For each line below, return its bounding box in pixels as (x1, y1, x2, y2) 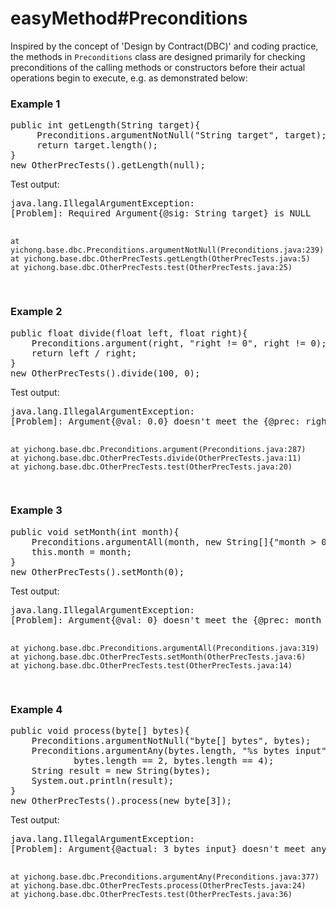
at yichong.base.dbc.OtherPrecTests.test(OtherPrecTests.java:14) (10, 660, 293, 671)
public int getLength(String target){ (10, 120, 201, 131)
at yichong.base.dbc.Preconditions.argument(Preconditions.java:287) (10, 444, 307, 454)
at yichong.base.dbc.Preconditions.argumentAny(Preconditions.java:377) (10, 872, 320, 882)
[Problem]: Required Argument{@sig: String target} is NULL (10, 208, 312, 219)
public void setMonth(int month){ (10, 526, 180, 537)
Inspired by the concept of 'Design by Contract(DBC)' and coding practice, (10, 40, 319, 52)
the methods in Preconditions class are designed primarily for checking (10, 50, 306, 62)
